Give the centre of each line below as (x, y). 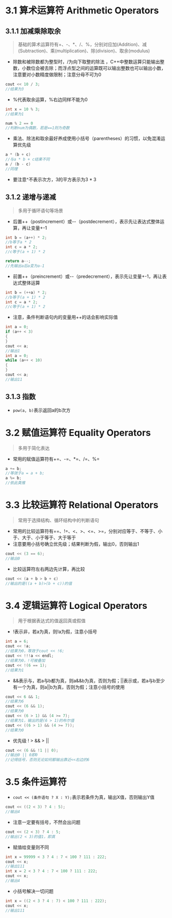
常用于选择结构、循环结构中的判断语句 (58, 520)
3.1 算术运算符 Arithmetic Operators (82, 11)
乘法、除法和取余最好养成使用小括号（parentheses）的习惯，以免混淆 (87, 139)
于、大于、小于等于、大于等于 (44, 538)
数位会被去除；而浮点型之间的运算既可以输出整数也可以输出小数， (96, 68)
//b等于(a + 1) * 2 (25, 297)
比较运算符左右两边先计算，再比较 (49, 569)
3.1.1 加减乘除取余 (33, 31)
